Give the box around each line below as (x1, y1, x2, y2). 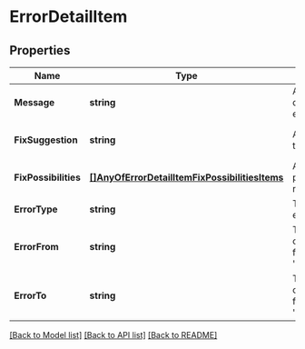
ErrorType (14, 203, 58, 215)
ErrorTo (14, 289, 47, 302)
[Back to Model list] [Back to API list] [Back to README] (9, 330, 218, 340)
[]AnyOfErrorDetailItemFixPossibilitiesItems (89, 171, 284, 184)
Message (14, 96, 55, 108)
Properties (9, 43, 71, 58)
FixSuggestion (14, 134, 79, 146)
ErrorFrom (14, 241, 59, 253)
